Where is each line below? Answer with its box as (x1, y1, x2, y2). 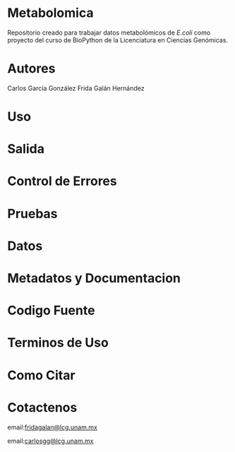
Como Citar (7, 367, 76, 383)
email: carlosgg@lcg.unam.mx (7, 436, 94, 445)
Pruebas (7, 206, 58, 222)
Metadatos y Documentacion (7, 270, 181, 286)
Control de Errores (7, 173, 118, 189)
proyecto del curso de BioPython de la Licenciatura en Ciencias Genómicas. (7, 35, 228, 44)
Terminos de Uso (7, 335, 109, 351)
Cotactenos (7, 399, 78, 415)
